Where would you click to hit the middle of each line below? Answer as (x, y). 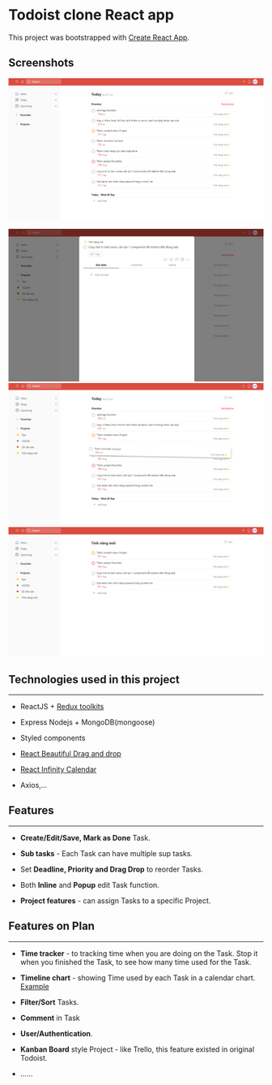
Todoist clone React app (91, 15)
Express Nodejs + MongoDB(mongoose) (87, 722)
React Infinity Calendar (58, 769)
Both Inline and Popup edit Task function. (89, 885)
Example (35, 986)
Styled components (53, 738)
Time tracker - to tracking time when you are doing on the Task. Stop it (139, 953)
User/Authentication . (56, 1033)
